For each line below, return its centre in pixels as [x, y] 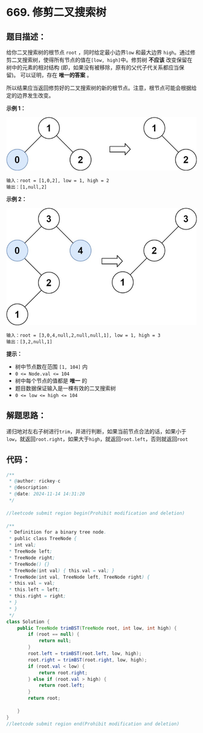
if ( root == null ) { [54, 634]
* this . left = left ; [35, 590]
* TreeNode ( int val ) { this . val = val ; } [62, 570]
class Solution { [28, 622]
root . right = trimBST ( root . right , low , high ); [88, 660]
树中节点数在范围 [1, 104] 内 [51, 366]
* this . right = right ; [37, 596]
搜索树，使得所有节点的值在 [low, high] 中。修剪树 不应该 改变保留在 [107, 60]
